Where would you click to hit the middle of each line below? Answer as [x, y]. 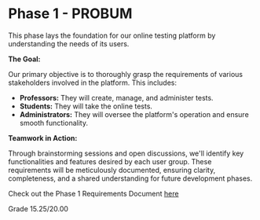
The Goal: [24, 59]
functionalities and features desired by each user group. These [110, 161]
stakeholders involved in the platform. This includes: [93, 82]
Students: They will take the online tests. [86, 106]
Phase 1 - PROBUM [70, 14]
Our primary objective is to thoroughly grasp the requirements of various [126, 74]
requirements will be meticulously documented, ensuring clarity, [112, 170]
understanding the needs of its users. [69, 43]
